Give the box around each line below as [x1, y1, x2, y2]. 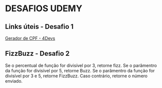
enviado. [5, 78, 23, 84]
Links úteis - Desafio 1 [5, 22, 74, 31]
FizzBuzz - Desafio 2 [5, 49, 70, 58]
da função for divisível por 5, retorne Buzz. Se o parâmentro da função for [5, 67, 155, 73]
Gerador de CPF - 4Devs [5, 35, 55, 41]
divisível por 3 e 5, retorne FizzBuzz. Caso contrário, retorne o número [5, 73, 148, 79]
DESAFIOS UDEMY [5, 3, 82, 14]
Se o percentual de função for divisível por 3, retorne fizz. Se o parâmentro [5, 62, 157, 68]
